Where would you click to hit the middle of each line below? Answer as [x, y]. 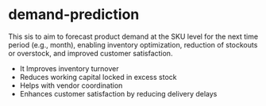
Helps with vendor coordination [71, 85]
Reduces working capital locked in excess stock [98, 77]
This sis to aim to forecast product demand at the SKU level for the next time [133, 36]
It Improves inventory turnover [69, 68]
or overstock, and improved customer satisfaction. [91, 53]
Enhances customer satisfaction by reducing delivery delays [118, 93]
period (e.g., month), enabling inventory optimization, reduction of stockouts [133, 44]
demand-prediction [74, 15]
